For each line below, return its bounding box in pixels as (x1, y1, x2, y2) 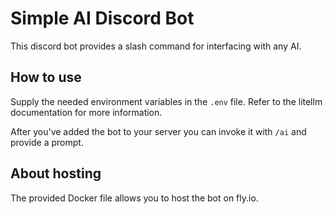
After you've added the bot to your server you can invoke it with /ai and (10, 125, 307, 137)
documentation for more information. (10, 106, 163, 118)
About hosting (10, 165, 102, 182)
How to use (10, 69, 82, 86)
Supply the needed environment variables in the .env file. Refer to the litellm (10, 95, 323, 107)
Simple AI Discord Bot (10, 7, 195, 30)
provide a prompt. (10, 136, 84, 148)
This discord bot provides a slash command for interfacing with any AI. (10, 40, 302, 52)
